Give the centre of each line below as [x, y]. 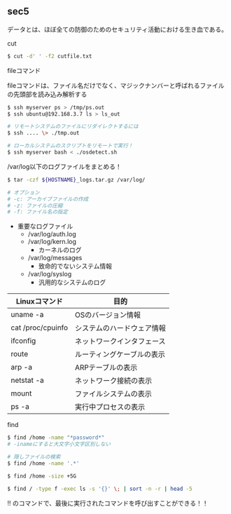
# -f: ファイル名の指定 [38, 212]
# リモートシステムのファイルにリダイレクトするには [73, 127]
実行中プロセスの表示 [110, 407]
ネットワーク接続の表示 [113, 381]
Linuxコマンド [39, 302]
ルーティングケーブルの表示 [120, 355]
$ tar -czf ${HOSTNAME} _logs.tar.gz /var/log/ [76, 180]
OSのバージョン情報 [108, 315]
